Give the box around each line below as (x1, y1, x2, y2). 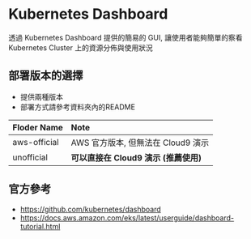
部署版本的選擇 (8, 69, 83, 83)
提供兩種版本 (19, 92, 63, 101)
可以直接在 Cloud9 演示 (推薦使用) (70, 152, 202, 163)
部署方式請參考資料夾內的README (19, 102, 136, 112)
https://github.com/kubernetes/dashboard (19, 204, 162, 214)
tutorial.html (19, 221, 61, 231)
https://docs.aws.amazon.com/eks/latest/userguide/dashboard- (19, 212, 235, 223)
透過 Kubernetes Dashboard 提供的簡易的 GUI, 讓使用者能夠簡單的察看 (8, 32, 243, 42)
